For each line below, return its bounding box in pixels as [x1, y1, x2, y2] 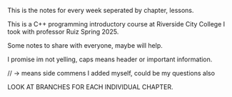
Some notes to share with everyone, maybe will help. [7, 41, 163, 49]
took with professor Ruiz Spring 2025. [7, 28, 119, 36]
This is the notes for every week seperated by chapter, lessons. [7, 6, 194, 14]
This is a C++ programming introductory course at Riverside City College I [7, 20, 226, 28]
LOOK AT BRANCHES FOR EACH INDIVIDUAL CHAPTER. [7, 83, 173, 91]
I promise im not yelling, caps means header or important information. [7, 55, 213, 63]
